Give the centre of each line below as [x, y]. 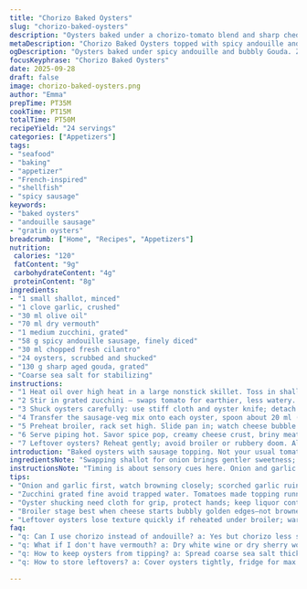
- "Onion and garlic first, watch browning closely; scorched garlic [145, 486]
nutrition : [30, 248]
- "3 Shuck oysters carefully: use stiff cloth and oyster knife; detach [153, 409]
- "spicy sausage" [44, 197]
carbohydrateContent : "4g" [65, 273]
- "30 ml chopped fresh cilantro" [75, 349]
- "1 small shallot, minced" [65, 298]
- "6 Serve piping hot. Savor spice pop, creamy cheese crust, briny [145, 434]
